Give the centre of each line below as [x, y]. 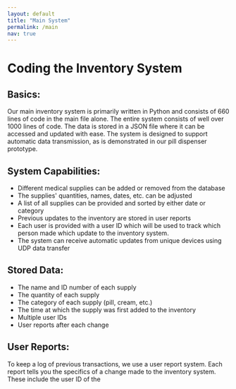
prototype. [23, 149]
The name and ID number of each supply [77, 287]
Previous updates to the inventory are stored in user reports [104, 218]
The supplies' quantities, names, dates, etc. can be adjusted [105, 196]
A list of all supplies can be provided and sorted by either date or [111, 203]
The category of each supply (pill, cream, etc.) [85, 302]
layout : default [31, 14]
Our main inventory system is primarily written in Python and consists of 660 [118, 112]
